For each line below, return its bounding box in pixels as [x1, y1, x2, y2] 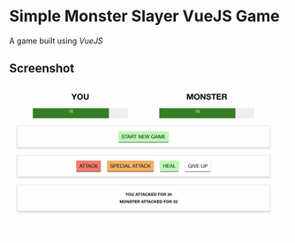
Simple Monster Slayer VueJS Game [9, 6, 280, 27]
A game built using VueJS [9, 35, 103, 46]
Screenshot [9, 61, 75, 76]
